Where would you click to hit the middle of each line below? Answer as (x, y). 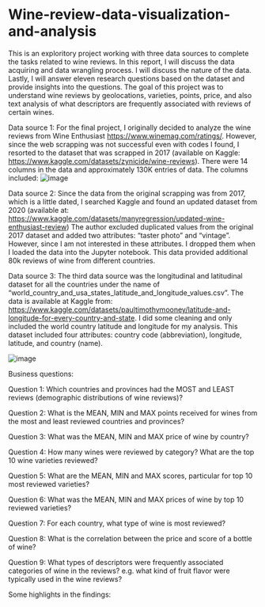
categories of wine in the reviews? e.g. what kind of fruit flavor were (119, 571)
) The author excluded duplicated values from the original (160, 226)
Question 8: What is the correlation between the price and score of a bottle (131, 538)
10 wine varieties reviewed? (53, 460)
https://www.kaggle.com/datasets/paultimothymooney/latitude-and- (119, 309)
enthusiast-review (38, 226)
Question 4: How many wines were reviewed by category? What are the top (131, 452)
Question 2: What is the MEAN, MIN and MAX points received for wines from (133, 412)
